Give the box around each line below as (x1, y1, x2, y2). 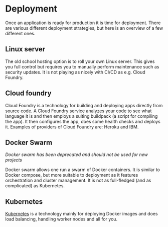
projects (5, 157, 23, 163)
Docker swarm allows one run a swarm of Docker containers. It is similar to (5, 167, 160, 173)
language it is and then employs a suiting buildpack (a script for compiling (5, 113, 158, 119)
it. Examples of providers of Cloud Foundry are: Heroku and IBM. (5, 124, 139, 130)
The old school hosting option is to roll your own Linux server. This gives (5, 58, 155, 64)
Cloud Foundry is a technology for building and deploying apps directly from (5, 102, 163, 108)
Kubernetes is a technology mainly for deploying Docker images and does (5, 211, 158, 217)
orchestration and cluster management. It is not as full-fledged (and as (5, 177, 151, 184)
